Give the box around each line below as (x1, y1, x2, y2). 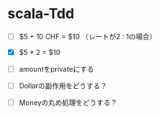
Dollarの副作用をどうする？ (18, 81, 108, 91)
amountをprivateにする (18, 65, 95, 74)
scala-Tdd (7, 5, 75, 23)
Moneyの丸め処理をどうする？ (18, 98, 117, 107)
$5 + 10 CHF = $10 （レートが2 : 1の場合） (18, 32, 157, 41)
